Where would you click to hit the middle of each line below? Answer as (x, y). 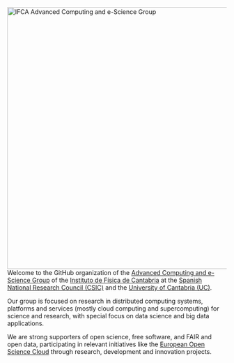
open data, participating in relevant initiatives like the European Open (106, 344)
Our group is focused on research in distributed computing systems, (105, 301)
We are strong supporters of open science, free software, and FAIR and (110, 337)
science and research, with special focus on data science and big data (108, 316)
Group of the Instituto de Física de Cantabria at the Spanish (117, 280)
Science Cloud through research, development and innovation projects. (110, 351)
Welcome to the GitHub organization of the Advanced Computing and (107, 273)
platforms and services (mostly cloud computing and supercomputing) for (113, 309)
